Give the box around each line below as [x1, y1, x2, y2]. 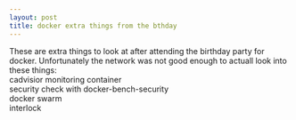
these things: [9, 64, 58, 76]
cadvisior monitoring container [9, 74, 122, 84]
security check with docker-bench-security [9, 84, 169, 94]
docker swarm [9, 92, 62, 103]
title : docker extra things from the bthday [9, 21, 177, 30]
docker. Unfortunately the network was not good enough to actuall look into [9, 55, 287, 66]
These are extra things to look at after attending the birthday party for [9, 45, 265, 56]
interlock [9, 102, 42, 113]
